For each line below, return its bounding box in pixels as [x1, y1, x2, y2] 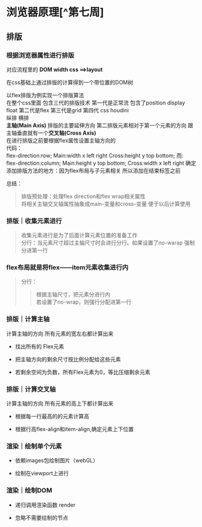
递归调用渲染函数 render [14, 501, 76, 508]
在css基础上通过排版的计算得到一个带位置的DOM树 [6, 78, 134, 86]
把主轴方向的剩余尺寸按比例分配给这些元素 [14, 356, 121, 363]
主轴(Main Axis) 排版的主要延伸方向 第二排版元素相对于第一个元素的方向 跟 [6, 121, 194, 129]
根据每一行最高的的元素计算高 [14, 413, 89, 420]
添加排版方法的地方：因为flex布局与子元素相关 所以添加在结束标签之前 [6, 167, 181, 174]
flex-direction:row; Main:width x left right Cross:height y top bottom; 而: [6, 152, 184, 159]
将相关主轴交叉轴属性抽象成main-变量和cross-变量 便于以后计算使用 [21, 200, 191, 207]
